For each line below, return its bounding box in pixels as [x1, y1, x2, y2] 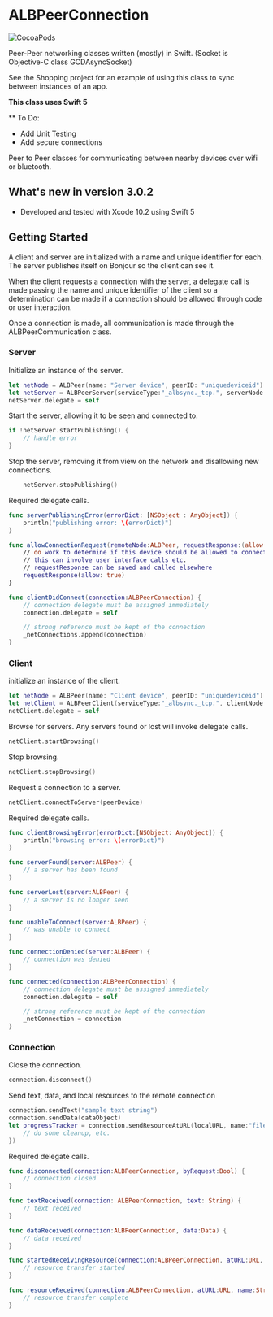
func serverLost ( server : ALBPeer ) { [8, 888, 129, 896]
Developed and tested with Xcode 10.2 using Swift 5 [19, 206, 195, 216]
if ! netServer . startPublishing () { [8, 427, 129, 435]
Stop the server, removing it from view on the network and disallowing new [8, 457, 259, 467]
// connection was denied [23, 955, 111, 964]
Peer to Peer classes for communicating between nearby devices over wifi [8, 153, 258, 163]
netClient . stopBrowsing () [8, 767, 96, 776]
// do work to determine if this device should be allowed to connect [23, 549, 267, 557]
